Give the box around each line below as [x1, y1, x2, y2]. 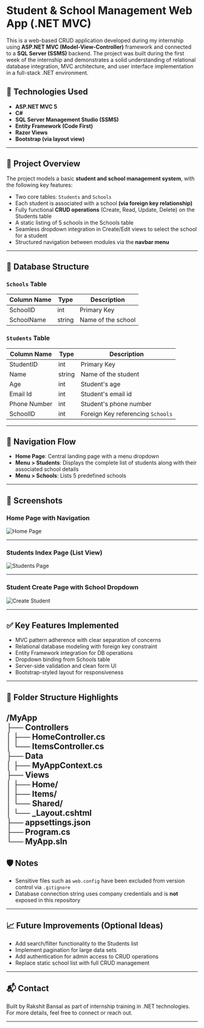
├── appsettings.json [6, 817, 91, 828]
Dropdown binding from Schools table [15, 656, 110, 663]
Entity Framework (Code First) [15, 122, 93, 130]
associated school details [15, 466, 79, 473]
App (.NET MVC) [6, 16, 92, 30]
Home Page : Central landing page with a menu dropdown [15, 453, 160, 460]
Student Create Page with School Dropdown [6, 583, 139, 592]
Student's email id [81, 390, 132, 398]
